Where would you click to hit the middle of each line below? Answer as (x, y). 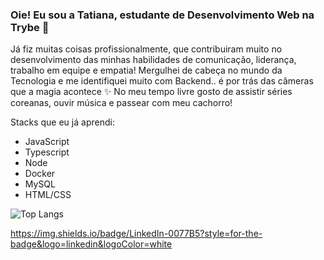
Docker (40, 174)
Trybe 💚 (30, 27)
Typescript (47, 152)
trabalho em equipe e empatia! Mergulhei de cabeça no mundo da (146, 70)
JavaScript (47, 142)
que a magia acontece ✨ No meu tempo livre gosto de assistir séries (151, 92)
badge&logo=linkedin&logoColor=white (91, 244)
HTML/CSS (48, 195)
